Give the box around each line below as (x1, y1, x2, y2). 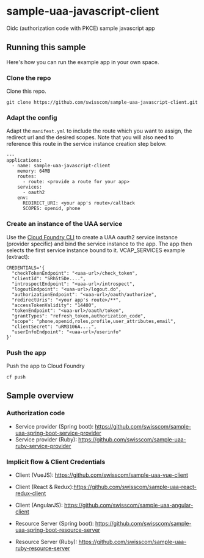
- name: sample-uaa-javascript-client (12, 163, 111, 169)
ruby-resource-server (15, 545, 70, 552)
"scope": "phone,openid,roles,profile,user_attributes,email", (12, 318, 176, 324)
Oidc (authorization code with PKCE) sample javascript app (6, 24, 155, 32)
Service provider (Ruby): (15, 435, 78, 443)
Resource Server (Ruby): (15, 538, 78, 545)
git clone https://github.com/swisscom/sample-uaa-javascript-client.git (6, 100, 199, 106)
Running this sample (6, 42, 86, 53)
